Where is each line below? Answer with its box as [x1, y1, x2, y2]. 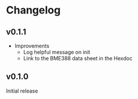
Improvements [14, 42, 50, 49]
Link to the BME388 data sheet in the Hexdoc [23, 55, 133, 62]
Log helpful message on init [23, 49, 91, 56]
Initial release [6, 87, 38, 94]
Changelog [6, 4, 61, 17]
